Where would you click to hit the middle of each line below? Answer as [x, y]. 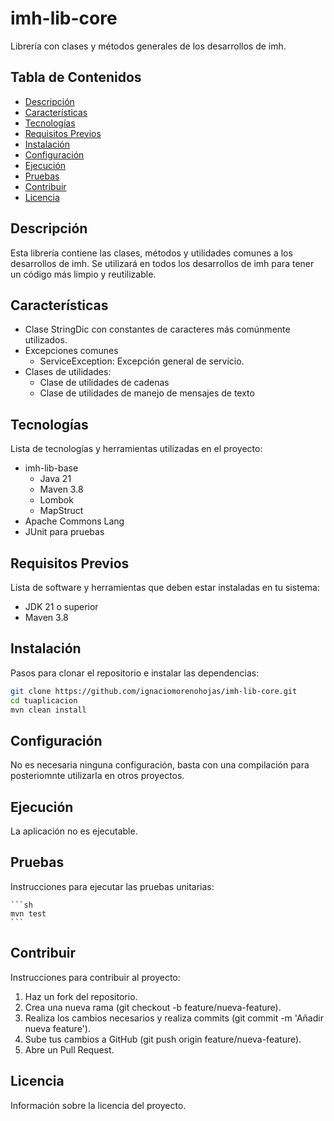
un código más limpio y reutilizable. [83, 274]
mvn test [28, 913]
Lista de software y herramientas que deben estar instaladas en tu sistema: [165, 587]
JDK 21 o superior [61, 606]
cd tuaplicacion [44, 700]
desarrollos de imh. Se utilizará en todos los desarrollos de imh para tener [162, 263]
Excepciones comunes [71, 351]
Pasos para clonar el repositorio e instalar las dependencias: [135, 673]
